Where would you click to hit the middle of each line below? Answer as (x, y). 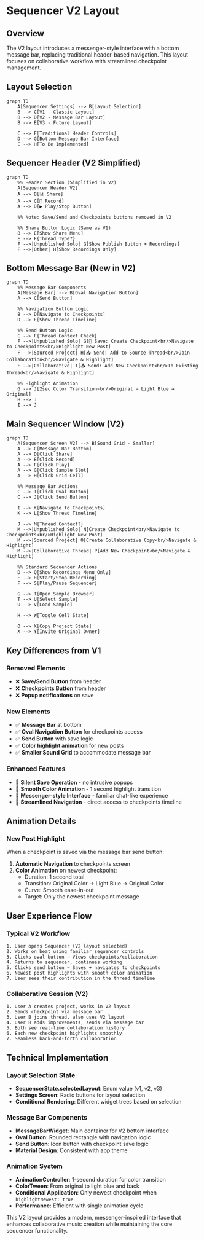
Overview (25, 33)
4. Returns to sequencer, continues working (64, 962)
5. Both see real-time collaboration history (65, 1028)
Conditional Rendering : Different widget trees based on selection (98, 1101)
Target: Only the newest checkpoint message (82, 897)
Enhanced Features (36, 769)
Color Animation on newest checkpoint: (66, 871)
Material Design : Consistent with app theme (71, 1150)
